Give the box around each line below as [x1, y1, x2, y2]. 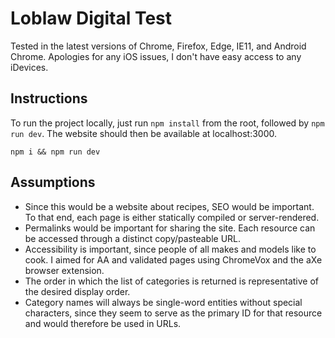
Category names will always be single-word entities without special [24, 296, 303, 308]
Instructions [10, 90, 88, 107]
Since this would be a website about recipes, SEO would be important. [24, 200, 315, 212]
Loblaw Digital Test [10, 7, 173, 30]
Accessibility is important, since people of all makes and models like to [24, 243, 317, 255]
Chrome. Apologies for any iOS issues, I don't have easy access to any [10, 50, 302, 62]
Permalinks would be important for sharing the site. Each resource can [24, 222, 316, 234]
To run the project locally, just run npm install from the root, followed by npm [10, 117, 325, 129]
